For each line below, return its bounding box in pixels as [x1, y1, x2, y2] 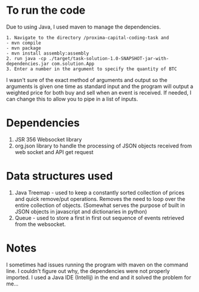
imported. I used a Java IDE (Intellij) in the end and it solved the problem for [6, 274, 192, 281]
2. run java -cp [6, 55, 46, 61]
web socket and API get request [14, 148, 94, 155]
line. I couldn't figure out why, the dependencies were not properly [6, 267, 170, 274]
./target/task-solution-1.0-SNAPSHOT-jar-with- [48, 55, 169, 61]
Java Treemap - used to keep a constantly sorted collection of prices [14, 189, 185, 196]
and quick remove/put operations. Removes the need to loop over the [14, 195, 186, 202]
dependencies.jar [6, 61, 49, 67]
